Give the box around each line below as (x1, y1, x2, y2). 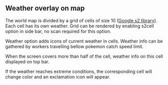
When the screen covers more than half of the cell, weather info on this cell (5, 53, 163, 59)
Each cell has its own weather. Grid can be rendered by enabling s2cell (5, 23, 154, 29)
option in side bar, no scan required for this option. (5, 28, 111, 34)
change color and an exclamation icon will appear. (5, 73, 110, 80)
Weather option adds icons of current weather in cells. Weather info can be (5, 38, 163, 44)
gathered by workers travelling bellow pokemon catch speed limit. (5, 43, 144, 50)
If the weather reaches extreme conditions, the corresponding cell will (5, 68, 152, 74)
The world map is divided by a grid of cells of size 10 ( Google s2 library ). (5, 17, 158, 23)
